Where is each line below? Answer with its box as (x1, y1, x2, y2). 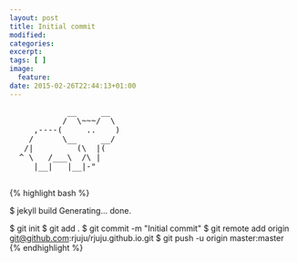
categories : (9, 38, 55, 48)
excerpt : (9, 47, 43, 57)
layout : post (9, 13, 59, 23)
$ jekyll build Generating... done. (9, 204, 132, 215)
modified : (9, 30, 47, 39)
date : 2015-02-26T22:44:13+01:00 (9, 81, 137, 90)
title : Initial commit (9, 22, 96, 31)
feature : (17, 73, 51, 82)
